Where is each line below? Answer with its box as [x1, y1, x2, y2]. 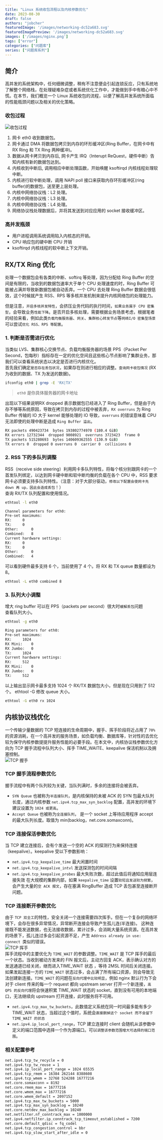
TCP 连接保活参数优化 [5, 830, 56, 837]
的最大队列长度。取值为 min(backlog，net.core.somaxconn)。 [12, 817, 136, 823]
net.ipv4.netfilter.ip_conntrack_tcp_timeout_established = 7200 [5, 1117, 140, 1122]
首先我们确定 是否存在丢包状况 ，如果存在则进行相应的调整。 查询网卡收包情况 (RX [5, 365, 156, 371]
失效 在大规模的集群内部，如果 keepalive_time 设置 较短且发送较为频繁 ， [16, 877, 155, 883]
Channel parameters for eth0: [5, 509, 66, 514]
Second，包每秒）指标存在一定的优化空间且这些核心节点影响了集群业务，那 [5, 353, 157, 359]
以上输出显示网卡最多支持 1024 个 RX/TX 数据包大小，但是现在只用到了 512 [5, 682, 155, 688]
